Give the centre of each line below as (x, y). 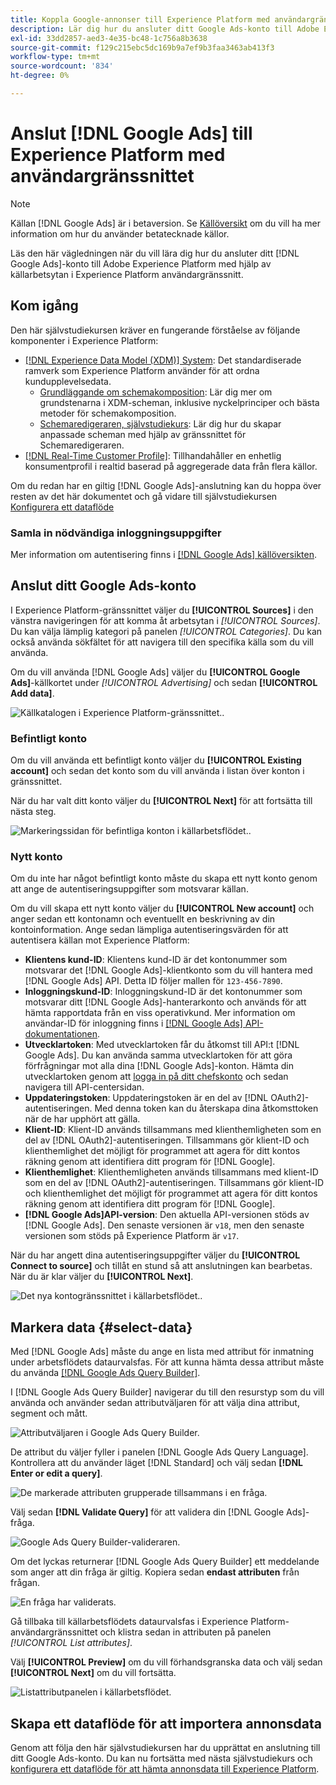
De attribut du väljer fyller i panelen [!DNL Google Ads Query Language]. (159, 1452)
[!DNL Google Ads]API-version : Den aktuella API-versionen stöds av (167, 1215)
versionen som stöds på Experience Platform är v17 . (132, 1236)
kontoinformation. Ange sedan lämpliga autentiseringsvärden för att (149, 930)
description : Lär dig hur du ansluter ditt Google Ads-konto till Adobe (165, 29)
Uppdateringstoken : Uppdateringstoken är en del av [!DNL (146, 1098)
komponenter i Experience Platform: (84, 340)
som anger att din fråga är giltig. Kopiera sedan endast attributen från (155, 1572)
